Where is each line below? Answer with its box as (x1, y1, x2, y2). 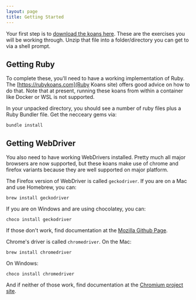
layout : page (6, 8, 38, 15)
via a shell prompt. (6, 42, 51, 50)
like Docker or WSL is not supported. (6, 94, 95, 101)
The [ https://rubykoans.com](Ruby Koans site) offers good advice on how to (6, 81, 190, 88)
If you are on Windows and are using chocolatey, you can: (6, 205, 146, 212)
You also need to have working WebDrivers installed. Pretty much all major (6, 154, 186, 161)
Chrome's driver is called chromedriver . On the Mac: (6, 238, 132, 246)
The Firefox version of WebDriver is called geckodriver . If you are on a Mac (6, 178, 187, 185)
